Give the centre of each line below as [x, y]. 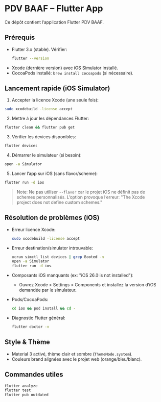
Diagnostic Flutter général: [38, 318]
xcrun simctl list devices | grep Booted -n [58, 257]
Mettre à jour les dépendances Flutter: [50, 119]
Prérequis [20, 38]
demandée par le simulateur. [48, 290]
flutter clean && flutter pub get [40, 127]
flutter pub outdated [27, 395]
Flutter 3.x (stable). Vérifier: [39, 49]
